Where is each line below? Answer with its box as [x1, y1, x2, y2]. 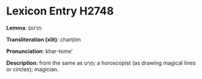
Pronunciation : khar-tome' [6, 47, 73, 55]
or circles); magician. [6, 65, 59, 73]
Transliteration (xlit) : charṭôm [6, 36, 81, 43]
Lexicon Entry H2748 [6, 4, 114, 18]
